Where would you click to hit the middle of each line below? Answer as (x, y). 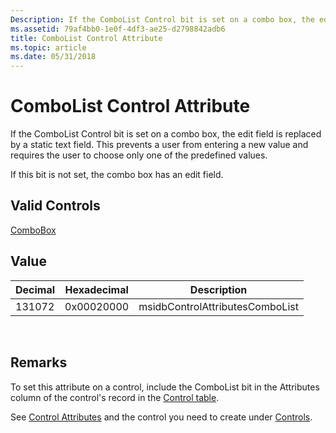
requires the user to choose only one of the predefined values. (139, 155)
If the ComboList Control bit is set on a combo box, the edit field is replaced (166, 134)
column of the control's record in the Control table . (115, 397)
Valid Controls (55, 206)
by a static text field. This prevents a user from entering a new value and (159, 145)
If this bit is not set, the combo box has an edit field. (117, 175)
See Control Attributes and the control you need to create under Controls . (161, 417)
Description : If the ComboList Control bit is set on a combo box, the (162, 19)
